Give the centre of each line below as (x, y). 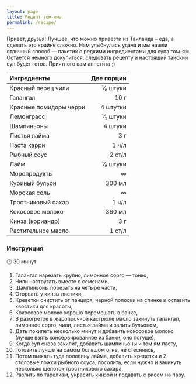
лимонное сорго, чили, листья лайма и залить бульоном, (86, 325)
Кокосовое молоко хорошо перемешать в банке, (76, 312)
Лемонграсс (27, 116)
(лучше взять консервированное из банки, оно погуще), (85, 337)
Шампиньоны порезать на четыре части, (66, 287)
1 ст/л (118, 231)
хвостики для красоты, (44, 306)
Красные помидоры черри (48, 107)
